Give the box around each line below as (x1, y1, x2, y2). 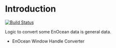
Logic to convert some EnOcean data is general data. (5, 29, 112, 34)
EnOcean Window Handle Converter (12, 38, 85, 44)
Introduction (5, 3, 56, 15)
